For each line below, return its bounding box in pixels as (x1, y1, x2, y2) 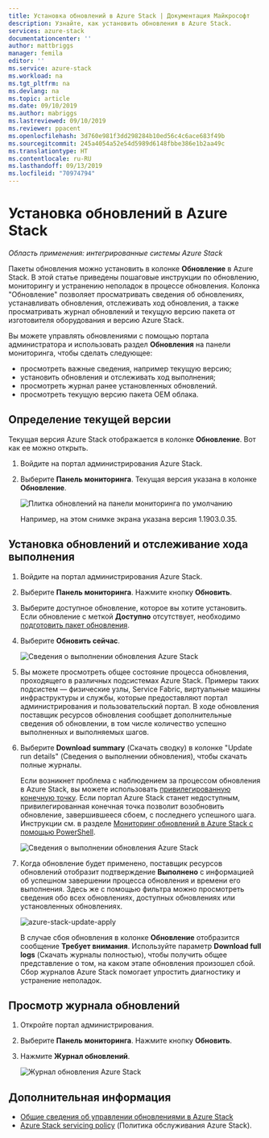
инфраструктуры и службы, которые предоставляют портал (19, 692, 228, 703)
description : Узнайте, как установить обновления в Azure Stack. (8, 19, 232, 27)
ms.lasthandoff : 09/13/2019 (8, 162, 103, 170)
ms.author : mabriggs (8, 110, 78, 118)
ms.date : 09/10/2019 (8, 102, 78, 110)
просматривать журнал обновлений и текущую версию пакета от (8, 306, 236, 316)
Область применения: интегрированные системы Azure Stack (8, 248, 223, 258)
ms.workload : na (8, 72, 63, 80)
